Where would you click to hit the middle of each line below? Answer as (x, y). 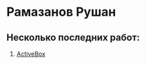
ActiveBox (31, 54)
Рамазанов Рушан (61, 12)
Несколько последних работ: (73, 38)
